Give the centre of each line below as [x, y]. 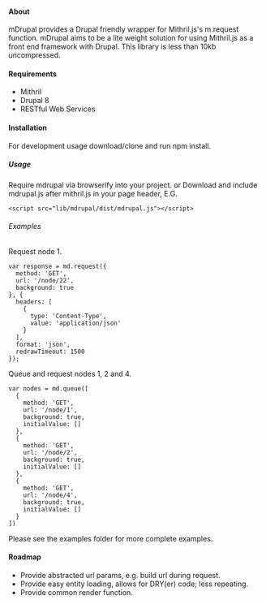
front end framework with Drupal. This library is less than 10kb [112, 47]
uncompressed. [34, 55]
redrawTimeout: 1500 [50, 352]
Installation [28, 127]
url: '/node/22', [45, 280]
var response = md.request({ [58, 266]
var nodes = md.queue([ [49, 388]
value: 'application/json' [75, 323]
